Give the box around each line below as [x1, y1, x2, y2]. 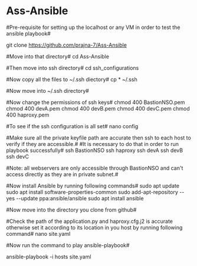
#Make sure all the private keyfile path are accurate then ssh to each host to [6, 134, 192, 141]
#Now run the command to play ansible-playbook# [6, 241, 130, 249]
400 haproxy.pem [6, 111, 50, 118]
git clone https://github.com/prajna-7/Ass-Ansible [6, 41, 127, 48]
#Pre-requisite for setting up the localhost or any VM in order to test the [6, 24, 180, 31]
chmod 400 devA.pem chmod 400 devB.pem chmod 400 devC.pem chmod [6, 105, 190, 112]
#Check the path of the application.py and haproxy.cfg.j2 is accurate [6, 218, 173, 225]
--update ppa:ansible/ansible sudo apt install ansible [16, 194, 144, 202]
